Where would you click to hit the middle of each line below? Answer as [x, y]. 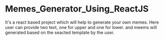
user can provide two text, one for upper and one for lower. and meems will [81, 27]
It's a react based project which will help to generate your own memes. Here [82, 22]
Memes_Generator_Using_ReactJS [77, 9]
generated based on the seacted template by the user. [60, 32]
